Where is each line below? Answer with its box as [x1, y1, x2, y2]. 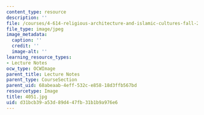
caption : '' [12, 37, 42, 43]
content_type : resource [6, 9, 67, 15]
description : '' [6, 15, 47, 21]
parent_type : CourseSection [6, 77, 78, 83]
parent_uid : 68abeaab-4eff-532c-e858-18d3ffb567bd [6, 83, 137, 89]
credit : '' [12, 43, 39, 49]
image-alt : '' [12, 49, 47, 55]
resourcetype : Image [6, 88, 59, 94]
